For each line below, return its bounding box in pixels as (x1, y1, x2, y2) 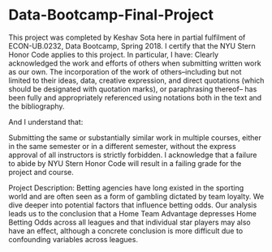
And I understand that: (8, 117, 84, 126)
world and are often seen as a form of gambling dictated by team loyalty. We (8, 191, 265, 201)
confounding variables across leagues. (8, 234, 138, 244)
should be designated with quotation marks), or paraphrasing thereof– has (8, 83, 257, 94)
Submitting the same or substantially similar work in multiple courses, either (8, 132, 261, 143)
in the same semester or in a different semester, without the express (8, 141, 237, 151)
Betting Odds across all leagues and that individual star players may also (8, 217, 251, 227)
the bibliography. (8, 101, 65, 111)
